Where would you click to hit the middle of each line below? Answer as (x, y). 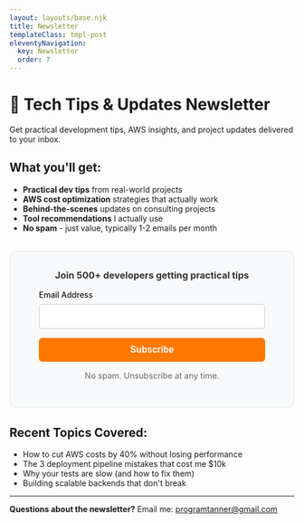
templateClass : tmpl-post (58, 34)
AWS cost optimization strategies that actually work (120, 199)
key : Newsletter (48, 52)
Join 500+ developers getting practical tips (152, 275)
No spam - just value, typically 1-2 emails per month (120, 228)
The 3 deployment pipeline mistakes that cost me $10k (124, 463)
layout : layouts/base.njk (58, 18)
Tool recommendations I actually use (93, 218)
